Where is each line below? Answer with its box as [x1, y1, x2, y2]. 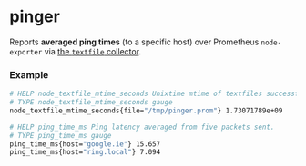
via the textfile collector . [44, 45, 142, 56]
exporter [9, 47, 43, 56]
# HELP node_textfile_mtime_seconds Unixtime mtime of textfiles [9, 89, 262, 99]
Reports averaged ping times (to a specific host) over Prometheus [9, 36, 260, 47]
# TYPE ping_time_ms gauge [9, 131, 112, 140]
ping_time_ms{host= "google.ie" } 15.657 [9, 139, 161, 149]
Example [9, 68, 49, 81]
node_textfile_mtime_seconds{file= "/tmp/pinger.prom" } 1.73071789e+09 [9, 106, 283, 115]
